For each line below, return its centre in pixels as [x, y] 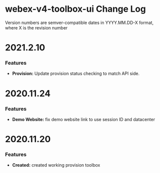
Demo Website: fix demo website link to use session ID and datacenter [83, 119]
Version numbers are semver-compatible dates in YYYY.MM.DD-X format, [79, 23]
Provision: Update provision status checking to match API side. [76, 74]
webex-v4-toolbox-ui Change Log [76, 9]
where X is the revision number [36, 27]
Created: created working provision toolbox [56, 165]
